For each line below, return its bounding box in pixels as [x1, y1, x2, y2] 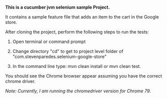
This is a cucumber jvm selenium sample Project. [5, 4, 110, 10]
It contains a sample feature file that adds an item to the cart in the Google [5, 14, 159, 19]
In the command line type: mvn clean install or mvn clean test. [12, 63, 141, 69]
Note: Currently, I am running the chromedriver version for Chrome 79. [5, 88, 151, 94]
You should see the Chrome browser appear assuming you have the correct [5, 73, 162, 79]
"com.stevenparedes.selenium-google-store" [12, 53, 107, 59]
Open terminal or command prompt [12, 38, 86, 44]
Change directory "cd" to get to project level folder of [12, 48, 124, 54]
